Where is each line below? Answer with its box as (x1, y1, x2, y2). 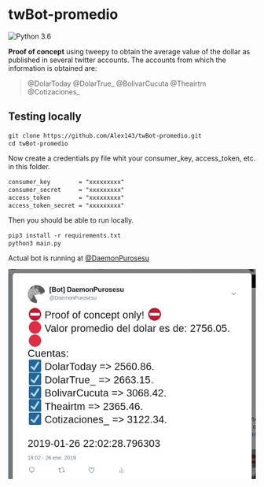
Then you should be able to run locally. (8, 215, 134, 225)
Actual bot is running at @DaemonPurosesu (8, 253, 150, 263)
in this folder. (8, 161, 50, 171)
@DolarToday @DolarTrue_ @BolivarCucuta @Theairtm (27, 79, 207, 88)
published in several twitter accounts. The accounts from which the (8, 55, 226, 65)
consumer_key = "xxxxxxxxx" (8, 178, 125, 186)
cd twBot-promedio (8, 139, 68, 147)
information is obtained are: (8, 63, 97, 72)
